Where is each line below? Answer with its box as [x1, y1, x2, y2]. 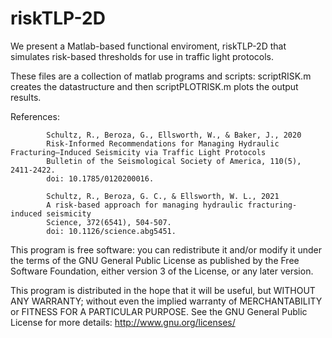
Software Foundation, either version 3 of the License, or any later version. [10, 265, 314, 277]
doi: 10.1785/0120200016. [46, 173, 155, 184]
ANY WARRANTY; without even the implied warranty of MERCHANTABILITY [10, 295, 323, 307]
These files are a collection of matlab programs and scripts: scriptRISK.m [10, 70, 312, 82]
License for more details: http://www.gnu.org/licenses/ [10, 316, 236, 328]
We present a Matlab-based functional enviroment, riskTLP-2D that [10, 40, 287, 52]
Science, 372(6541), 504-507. [46, 217, 172, 227]
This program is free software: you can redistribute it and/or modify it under [10, 243, 322, 256]
